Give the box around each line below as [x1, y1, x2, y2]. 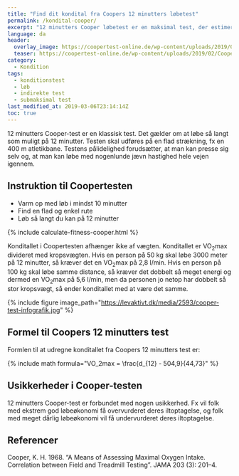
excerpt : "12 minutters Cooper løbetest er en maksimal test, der [7, 23, 208, 31]
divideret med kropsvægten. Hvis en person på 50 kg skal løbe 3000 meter [7, 250, 228, 260]
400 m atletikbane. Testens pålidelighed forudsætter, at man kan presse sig [7, 144, 229, 153]
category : [7, 57, 37, 64]
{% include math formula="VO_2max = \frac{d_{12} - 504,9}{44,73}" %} [7, 359, 219, 367]
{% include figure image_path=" [7, 298, 102, 307]
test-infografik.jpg [7, 305, 60, 314]
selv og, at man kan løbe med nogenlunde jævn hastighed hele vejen [7, 152, 209, 160]
